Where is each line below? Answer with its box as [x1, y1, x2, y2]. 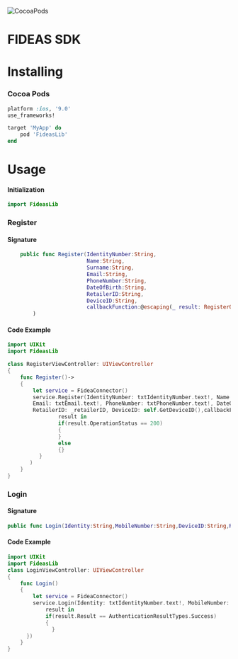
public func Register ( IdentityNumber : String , [20, 251, 157, 258]
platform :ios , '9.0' [7, 105, 72, 113]
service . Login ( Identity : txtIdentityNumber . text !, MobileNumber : [33, 600, 230, 607]
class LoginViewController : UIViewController [7, 566, 144, 573]
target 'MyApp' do [7, 125, 62, 132]
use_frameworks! [7, 112, 55, 119]
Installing [7, 64, 64, 80]
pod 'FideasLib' [20, 131, 69, 138]
